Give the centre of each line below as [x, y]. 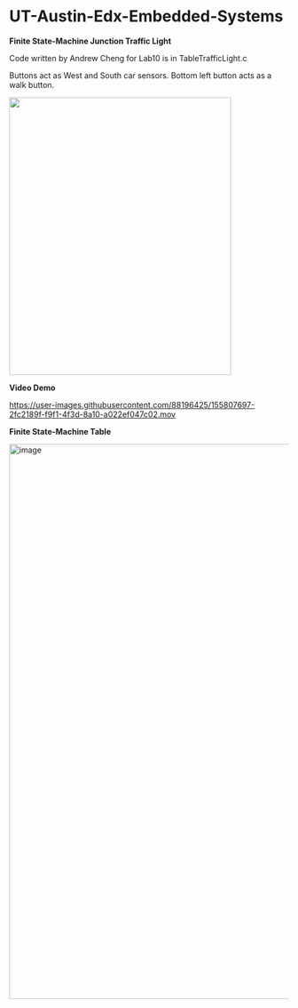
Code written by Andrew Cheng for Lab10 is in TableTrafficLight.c [128, 58]
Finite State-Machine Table [60, 431]
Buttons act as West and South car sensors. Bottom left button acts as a [141, 75]
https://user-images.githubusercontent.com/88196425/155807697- [132, 404]
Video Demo [32, 388]
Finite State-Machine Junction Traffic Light [90, 41]
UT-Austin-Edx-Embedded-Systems [146, 16]
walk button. [32, 84]
